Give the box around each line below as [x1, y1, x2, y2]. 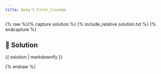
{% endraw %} [5, 63, 36, 70]
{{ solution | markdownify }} [5, 54, 63, 60]
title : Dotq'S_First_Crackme [5, 7, 66, 12]
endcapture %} [5, 26, 37, 32]
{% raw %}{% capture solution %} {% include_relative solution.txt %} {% [5, 21, 156, 27]
